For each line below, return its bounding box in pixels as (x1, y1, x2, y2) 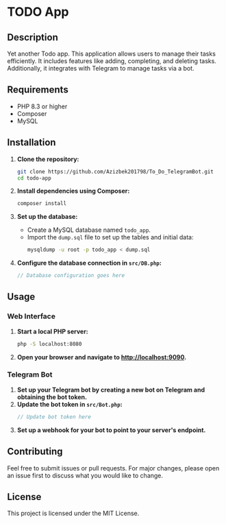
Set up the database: (16, 213, 78, 221)
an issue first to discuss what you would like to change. (7, 471, 163, 479)
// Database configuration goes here (16, 272, 125, 279)
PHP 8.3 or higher (16, 102, 68, 110)
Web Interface (7, 311, 56, 321)
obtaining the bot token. (16, 392, 88, 401)
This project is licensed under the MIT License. (7, 509, 140, 518)
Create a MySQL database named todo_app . (27, 226, 151, 234)
